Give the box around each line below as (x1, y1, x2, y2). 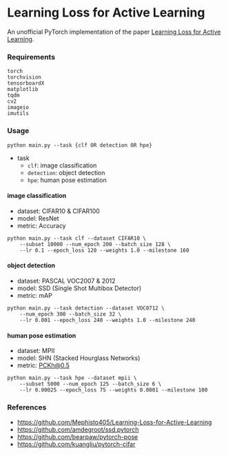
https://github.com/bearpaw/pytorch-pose (17, 433, 138, 441)
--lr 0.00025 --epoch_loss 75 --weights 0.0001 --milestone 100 (19, 387, 208, 394)
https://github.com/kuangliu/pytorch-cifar (17, 440, 136, 449)
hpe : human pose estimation (27, 176, 107, 184)
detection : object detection (27, 168, 105, 176)
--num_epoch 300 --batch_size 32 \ (19, 310, 122, 318)
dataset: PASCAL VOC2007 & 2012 (17, 276, 116, 285)
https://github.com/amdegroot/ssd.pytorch (17, 425, 139, 434)
